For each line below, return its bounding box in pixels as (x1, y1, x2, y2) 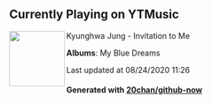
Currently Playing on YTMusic (9, 7, 179, 22)
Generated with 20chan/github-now (66, 85, 203, 95)
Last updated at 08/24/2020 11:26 (66, 64, 191, 75)
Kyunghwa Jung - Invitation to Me (66, 30, 191, 41)
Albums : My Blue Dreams (66, 48, 161, 58)
